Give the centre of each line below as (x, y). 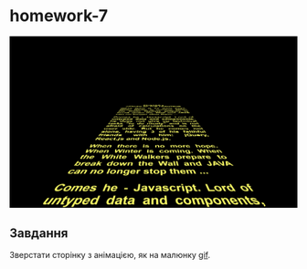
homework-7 (59, 16)
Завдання (39, 233)
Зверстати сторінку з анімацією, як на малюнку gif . (110, 255)
